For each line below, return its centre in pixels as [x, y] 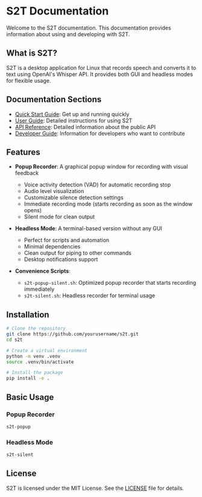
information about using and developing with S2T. [68, 34]
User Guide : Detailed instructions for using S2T [74, 120]
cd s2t [14, 340]
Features [23, 152]
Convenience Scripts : [43, 271]
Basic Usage [30, 397]
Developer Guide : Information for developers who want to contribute [100, 133]
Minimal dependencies [52, 247]
